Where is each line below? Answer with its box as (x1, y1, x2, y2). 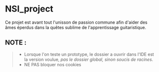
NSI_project (5, 3, 53, 14)
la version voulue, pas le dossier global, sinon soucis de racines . (24, 57, 154, 62)
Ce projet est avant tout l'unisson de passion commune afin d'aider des (5, 19, 148, 25)
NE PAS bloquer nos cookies (24, 61, 81, 67)
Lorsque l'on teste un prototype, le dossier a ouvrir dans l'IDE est (24, 51, 154, 57)
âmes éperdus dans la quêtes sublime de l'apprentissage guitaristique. (5, 24, 146, 30)
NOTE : (5, 39, 27, 47)
